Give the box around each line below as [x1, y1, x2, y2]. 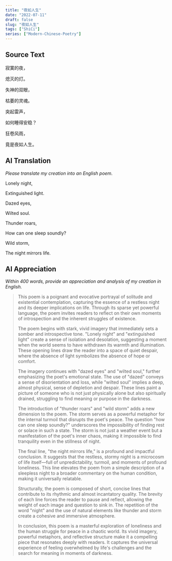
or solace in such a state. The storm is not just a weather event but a [17, 427, 163, 433]
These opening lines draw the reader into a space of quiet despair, [17, 348, 159, 354]
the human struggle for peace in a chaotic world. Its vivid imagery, [17, 528, 158, 535]
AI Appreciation [5, 265, 56, 274]
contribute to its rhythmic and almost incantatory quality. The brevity [17, 491, 163, 497]
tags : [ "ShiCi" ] [5, 27, 40, 32]
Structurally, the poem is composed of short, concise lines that [17, 485, 150, 492]
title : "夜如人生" [5, 7, 42, 13]
